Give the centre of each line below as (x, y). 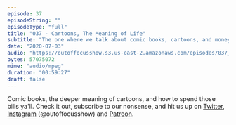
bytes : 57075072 (31, 60)
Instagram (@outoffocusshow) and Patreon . (71, 114)
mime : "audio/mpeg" (36, 66)
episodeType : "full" (38, 27)
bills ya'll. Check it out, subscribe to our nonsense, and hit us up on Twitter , (116, 107)
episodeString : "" (34, 20)
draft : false (26, 79)
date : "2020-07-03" (36, 46)
